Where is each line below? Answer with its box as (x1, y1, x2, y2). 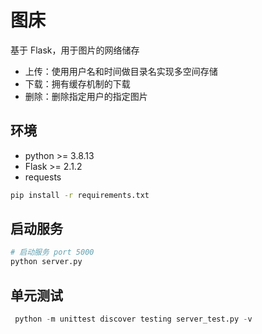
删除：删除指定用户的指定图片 (24, 90, 148, 102)
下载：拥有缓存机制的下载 (24, 77, 131, 90)
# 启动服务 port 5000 (10, 247, 95, 258)
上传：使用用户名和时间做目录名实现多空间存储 (24, 65, 218, 77)
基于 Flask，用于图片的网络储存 (10, 44, 140, 56)
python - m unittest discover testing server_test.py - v (14, 314, 253, 324)
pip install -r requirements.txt (10, 190, 150, 200)
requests (24, 171, 62, 183)
